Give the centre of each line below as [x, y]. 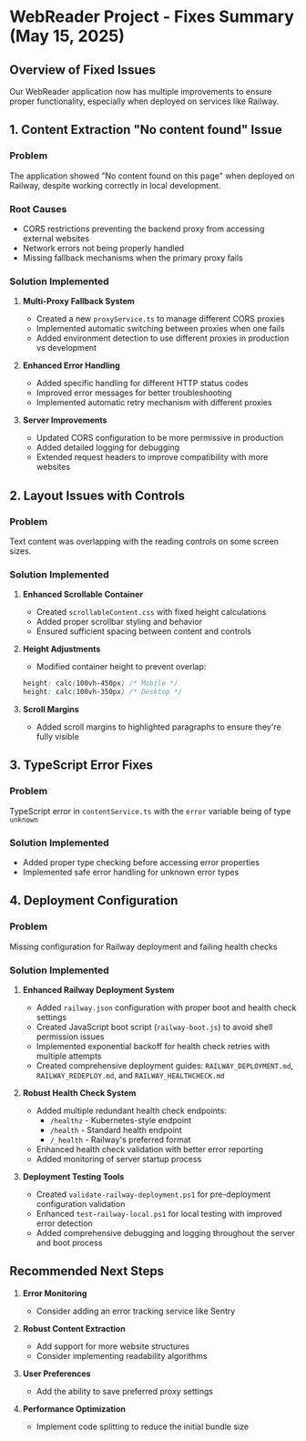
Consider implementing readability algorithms [122, 1355]
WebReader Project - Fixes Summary [152, 17]
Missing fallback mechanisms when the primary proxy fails [133, 258]
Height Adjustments [61, 649]
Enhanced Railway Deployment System [98, 989]
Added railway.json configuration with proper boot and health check [166, 1007]
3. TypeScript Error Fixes [81, 766]
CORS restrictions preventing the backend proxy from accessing [143, 229]
